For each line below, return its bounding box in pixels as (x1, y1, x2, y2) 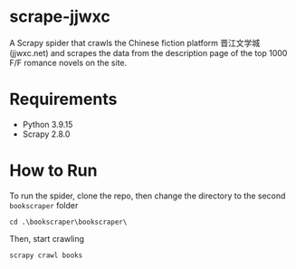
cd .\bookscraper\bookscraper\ (9, 217, 128, 226)
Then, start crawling (9, 233, 84, 244)
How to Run (9, 160, 98, 181)
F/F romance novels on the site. (9, 57, 128, 68)
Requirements (9, 89, 118, 110)
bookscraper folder (9, 199, 79, 210)
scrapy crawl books (9, 251, 83, 260)
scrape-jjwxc (9, 6, 110, 27)
